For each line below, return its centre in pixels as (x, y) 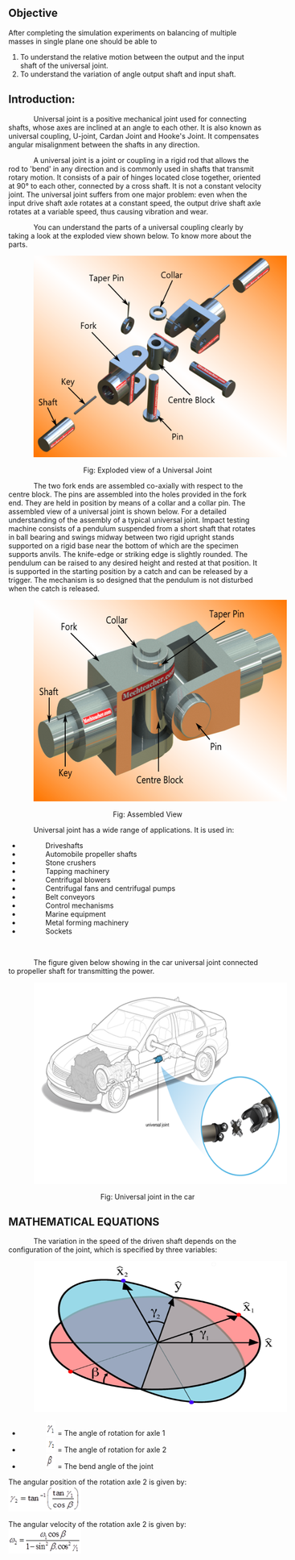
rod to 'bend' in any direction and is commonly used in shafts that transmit (131, 168)
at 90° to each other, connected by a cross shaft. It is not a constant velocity (135, 185)
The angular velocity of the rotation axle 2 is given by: (97, 1525)
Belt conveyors (70, 896)
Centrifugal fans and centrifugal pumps (111, 888)
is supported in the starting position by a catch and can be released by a (128, 571)
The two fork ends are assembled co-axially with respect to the (138, 485)
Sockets (59, 931)
